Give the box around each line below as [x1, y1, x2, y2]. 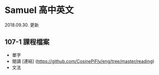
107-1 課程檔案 [4, 38, 49, 46]
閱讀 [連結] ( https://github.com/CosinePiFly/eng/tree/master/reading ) [11, 58, 154, 64]
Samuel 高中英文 [4, 4, 74, 16]
